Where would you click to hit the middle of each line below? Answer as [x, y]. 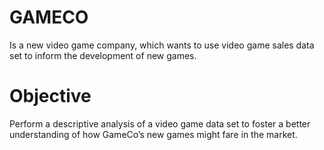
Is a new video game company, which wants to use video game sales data [162, 45]
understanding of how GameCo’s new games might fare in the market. [153, 134]
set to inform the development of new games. [103, 55]
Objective [50, 96]
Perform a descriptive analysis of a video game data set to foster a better [160, 123]
